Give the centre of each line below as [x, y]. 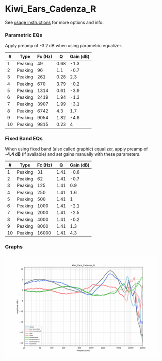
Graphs [14, 247]
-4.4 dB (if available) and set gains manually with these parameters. [73, 154]
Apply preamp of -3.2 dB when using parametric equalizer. [64, 46]
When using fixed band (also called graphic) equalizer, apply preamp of [76, 149]
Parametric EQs [24, 35]
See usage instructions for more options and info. [55, 22]
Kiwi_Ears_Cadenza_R [50, 9]
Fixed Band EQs [24, 138]
